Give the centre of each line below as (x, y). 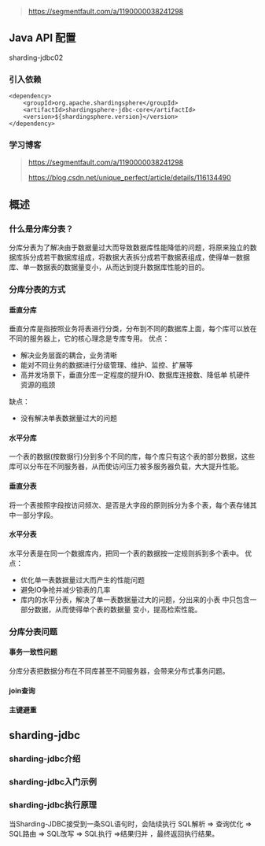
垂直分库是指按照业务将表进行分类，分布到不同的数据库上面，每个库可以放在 (133, 329)
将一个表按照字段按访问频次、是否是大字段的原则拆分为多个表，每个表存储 (129, 505)
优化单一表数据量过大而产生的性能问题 (82, 580)
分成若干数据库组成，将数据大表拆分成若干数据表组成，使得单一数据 (140, 257)
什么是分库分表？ (41, 229)
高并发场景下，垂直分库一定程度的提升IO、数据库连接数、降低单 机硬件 (135, 375)
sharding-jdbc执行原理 (53, 805)
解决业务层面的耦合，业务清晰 (68, 355)
